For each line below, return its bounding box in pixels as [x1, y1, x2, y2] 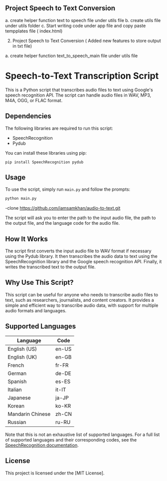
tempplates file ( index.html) [5, 28, 63, 34]
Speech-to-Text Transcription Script [5, 70, 159, 82]
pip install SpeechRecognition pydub [5, 160, 84, 165]
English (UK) [7, 353, 37, 360]
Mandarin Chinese [7, 410, 51, 417]
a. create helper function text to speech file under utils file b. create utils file [5, 17, 161, 23]
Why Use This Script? [5, 278, 74, 287]
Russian [7, 418, 26, 425]
